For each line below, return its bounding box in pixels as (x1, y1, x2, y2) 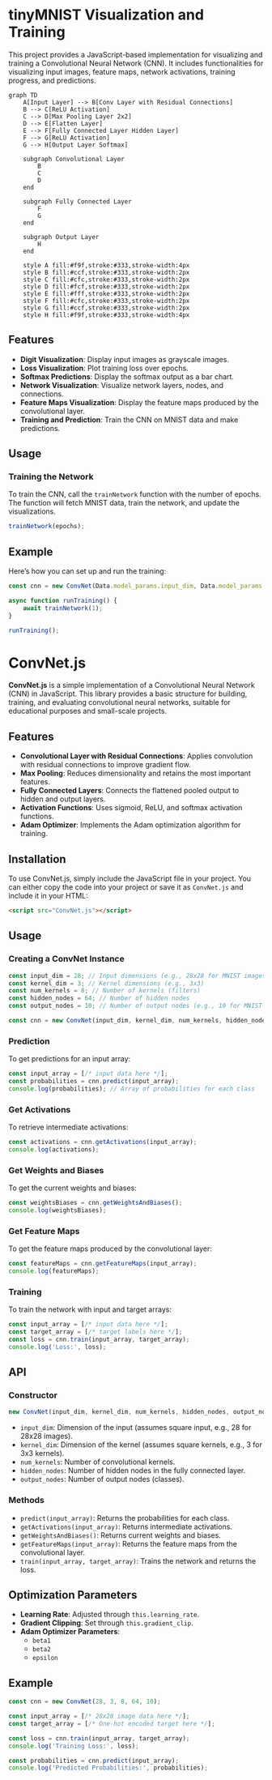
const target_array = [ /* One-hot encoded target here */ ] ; (8, 1719, 216, 1727)
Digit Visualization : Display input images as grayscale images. (19, 354, 229, 364)
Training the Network (8, 472, 94, 483)
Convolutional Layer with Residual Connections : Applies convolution (19, 751, 253, 761)
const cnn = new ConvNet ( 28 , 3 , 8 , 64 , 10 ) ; (8, 1697, 161, 1706)
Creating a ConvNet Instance (8, 954, 125, 965)
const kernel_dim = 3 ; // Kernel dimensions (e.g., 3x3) (8, 979, 205, 988)
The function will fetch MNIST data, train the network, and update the (8, 498, 240, 508)
